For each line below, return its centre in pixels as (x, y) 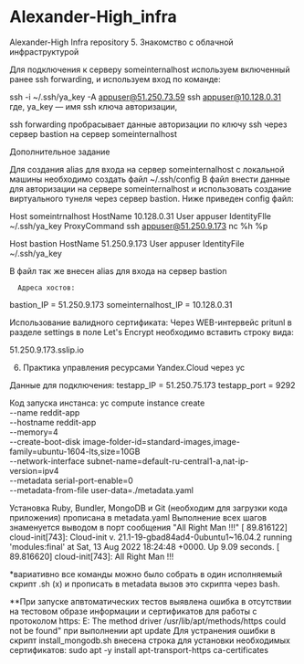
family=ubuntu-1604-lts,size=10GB (75, 451)
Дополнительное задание (60, 152)
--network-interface (47, 461)
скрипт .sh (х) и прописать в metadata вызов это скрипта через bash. (145, 584)
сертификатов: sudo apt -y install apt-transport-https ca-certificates (139, 649)
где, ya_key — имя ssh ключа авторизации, (94, 106)
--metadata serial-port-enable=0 (72, 480)
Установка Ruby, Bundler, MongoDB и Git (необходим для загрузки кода (148, 508)
